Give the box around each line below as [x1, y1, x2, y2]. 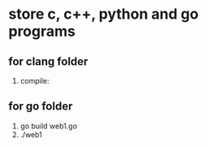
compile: [19, 76, 50, 85]
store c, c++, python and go [8, 5, 199, 24]
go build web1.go [19, 121, 78, 131]
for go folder [8, 99, 73, 114]
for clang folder [8, 54, 88, 68]
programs [8, 22, 75, 41]
